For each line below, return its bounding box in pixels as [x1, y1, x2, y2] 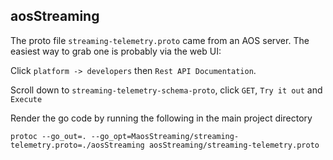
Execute [10, 94, 43, 104]
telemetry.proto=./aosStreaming [10, 140, 145, 150]
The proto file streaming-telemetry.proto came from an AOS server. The [10, 34, 310, 46]
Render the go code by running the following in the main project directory [10, 112, 313, 124]
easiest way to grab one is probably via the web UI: [10, 45, 222, 57]
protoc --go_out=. [10, 131, 87, 141]
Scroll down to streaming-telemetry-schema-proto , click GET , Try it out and [10, 84, 323, 96]
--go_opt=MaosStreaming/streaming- [90, 131, 240, 141]
